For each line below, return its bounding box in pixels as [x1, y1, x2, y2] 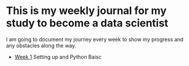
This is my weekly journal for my [6, 4, 167, 18]
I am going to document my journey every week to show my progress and [6, 36, 184, 43]
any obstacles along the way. [6, 42, 77, 49]
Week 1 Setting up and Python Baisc [14, 53, 102, 60]
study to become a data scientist [6, 16, 169, 30]
